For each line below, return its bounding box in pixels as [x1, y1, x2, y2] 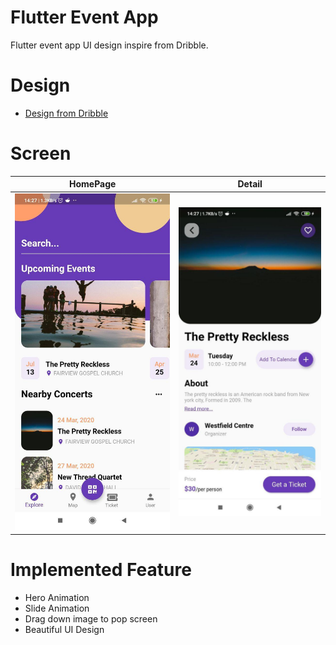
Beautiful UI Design [24, 623, 105, 635]
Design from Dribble [24, 107, 109, 119]
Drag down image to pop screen [24, 612, 158, 625]
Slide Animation [24, 602, 90, 614]
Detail [237, 178, 263, 190]
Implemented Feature [10, 559, 192, 581]
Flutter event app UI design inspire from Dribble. [10, 39, 209, 51]
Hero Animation [24, 591, 90, 603]
